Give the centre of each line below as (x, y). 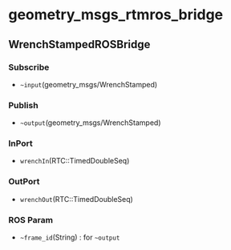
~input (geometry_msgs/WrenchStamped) (89, 84)
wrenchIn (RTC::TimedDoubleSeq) (75, 161)
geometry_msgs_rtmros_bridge (116, 15)
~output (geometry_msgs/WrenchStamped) (91, 123)
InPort (21, 143)
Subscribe (29, 67)
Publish (23, 105)
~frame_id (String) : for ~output (70, 237)
